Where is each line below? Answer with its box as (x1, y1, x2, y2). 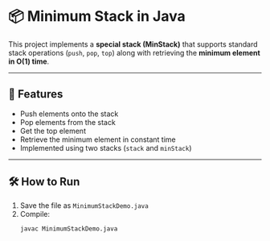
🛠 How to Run (8, 175, 80, 189)
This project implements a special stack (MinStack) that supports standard (8, 39, 259, 49)
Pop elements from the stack (19, 117, 117, 127)
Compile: (19, 209, 51, 218)
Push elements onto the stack (19, 109, 119, 118)
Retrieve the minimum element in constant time (19, 135, 177, 144)
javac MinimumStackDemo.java (19, 224, 118, 233)
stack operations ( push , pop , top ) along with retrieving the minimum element (8, 48, 261, 57)
